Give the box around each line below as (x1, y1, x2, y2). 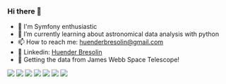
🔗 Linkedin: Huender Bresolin (17, 48, 102, 56)
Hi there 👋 (7, 6, 42, 16)
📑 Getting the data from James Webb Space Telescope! (17, 56, 180, 64)
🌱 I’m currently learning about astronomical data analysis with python (17, 30, 220, 38)
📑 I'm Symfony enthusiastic (17, 23, 97, 31)
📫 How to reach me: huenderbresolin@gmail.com (17, 38, 164, 47)
